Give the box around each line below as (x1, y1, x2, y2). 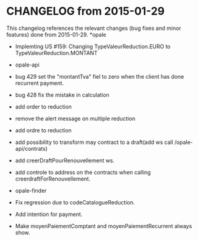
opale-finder (15, 187, 47, 194)
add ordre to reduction (15, 126, 72, 134)
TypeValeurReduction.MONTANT (15, 49, 98, 56)
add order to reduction (15, 103, 72, 110)
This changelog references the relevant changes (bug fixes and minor (6, 24, 181, 32)
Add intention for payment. (15, 210, 83, 218)
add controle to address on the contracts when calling (15, 168, 151, 176)
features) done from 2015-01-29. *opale (6, 31, 106, 38)
